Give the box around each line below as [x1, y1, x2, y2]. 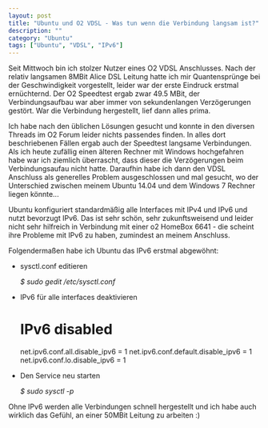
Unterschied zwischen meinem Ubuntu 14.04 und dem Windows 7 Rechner [8, 181, 256, 190]
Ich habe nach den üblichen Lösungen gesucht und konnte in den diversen [8, 122, 255, 131]
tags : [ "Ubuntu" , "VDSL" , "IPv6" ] [8, 42, 124, 50]
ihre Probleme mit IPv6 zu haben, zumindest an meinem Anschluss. [8, 230, 230, 240]
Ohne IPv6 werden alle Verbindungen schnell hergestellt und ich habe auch [8, 402, 257, 412]
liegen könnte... [8, 190, 59, 199]
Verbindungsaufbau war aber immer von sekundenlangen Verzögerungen [8, 98, 252, 107]
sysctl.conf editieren [19, 262, 88, 271]
